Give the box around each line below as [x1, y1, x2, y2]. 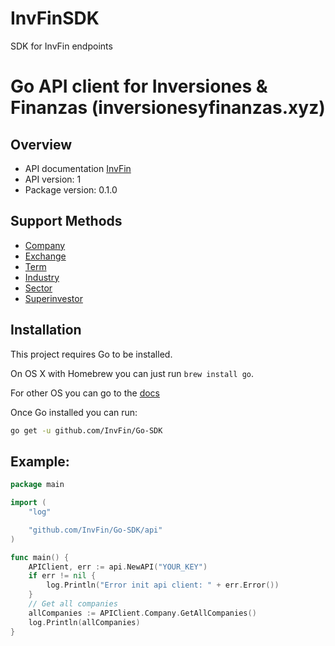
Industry [24, 271, 60, 283]
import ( [10, 498, 47, 508]
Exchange [24, 250, 67, 262]
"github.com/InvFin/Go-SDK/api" [28, 525, 163, 535]
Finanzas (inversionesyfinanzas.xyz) [10, 97, 326, 119]
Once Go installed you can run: [10, 406, 138, 418]
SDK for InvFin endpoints [10, 40, 113, 52]
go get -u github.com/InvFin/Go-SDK [10, 425, 163, 436]
